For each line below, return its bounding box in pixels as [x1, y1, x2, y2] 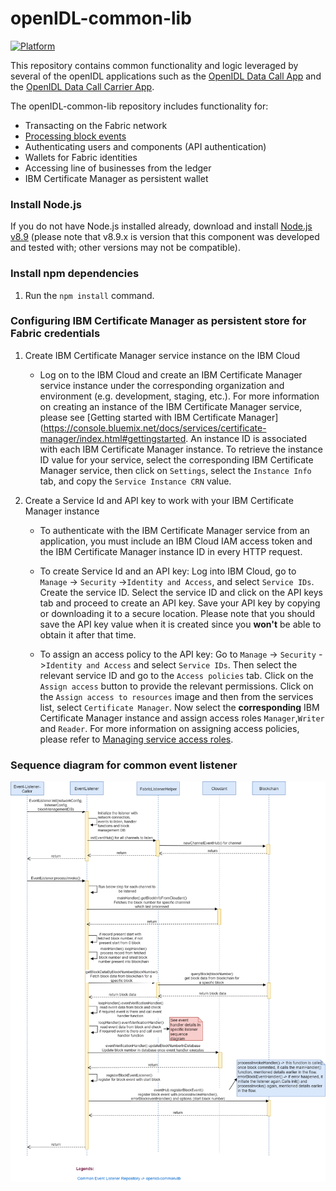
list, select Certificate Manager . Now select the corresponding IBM [39, 701, 320, 713]
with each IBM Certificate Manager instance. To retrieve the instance [39, 443, 324, 455]
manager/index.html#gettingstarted [39, 432, 187, 444]
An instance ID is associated [190, 432, 308, 444]
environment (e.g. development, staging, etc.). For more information [39, 390, 320, 402]
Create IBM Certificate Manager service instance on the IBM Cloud [24, 349, 301, 361]
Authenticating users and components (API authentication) [24, 140, 267, 152]
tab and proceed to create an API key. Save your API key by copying [39, 597, 321, 609]
